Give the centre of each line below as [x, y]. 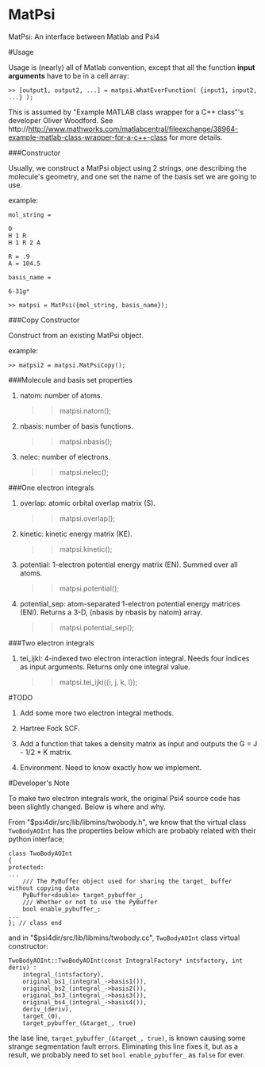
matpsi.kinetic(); [86, 549]
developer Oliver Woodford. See [61, 120]
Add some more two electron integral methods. [97, 713]
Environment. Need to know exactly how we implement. [111, 767]
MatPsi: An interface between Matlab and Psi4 [84, 37]
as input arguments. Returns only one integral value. [105, 666]
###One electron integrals [51, 487]
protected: [26, 867]
